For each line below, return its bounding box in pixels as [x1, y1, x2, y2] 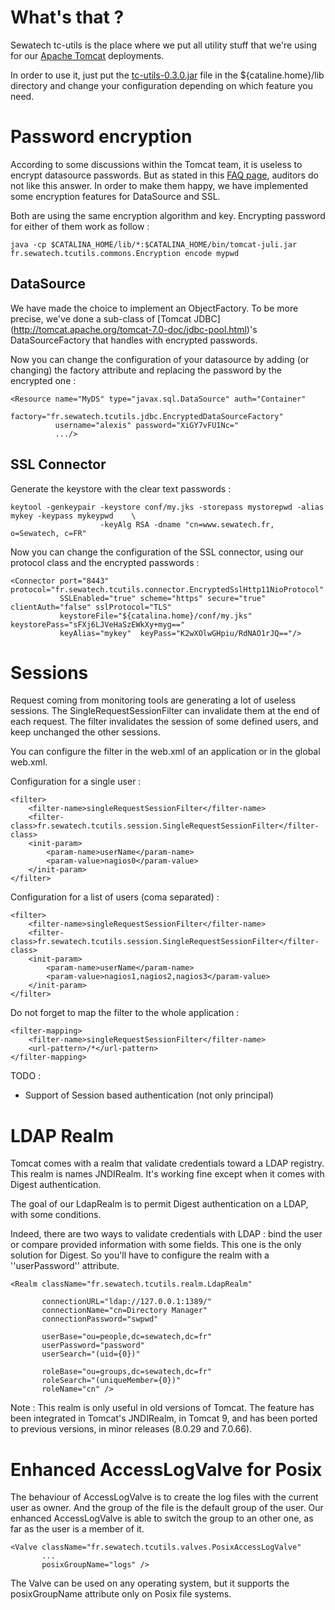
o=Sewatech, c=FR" [10, 528, 87, 538]
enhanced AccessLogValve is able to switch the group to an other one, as [10, 1512, 314, 1525]
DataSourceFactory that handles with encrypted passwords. [10, 334, 258, 346]
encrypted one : [10, 374, 77, 386]
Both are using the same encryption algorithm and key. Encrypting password [10, 209, 326, 221]
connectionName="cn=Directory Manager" [41, 1306, 208, 1316]
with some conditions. [10, 1209, 102, 1221]
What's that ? [10, 6, 125, 29]
